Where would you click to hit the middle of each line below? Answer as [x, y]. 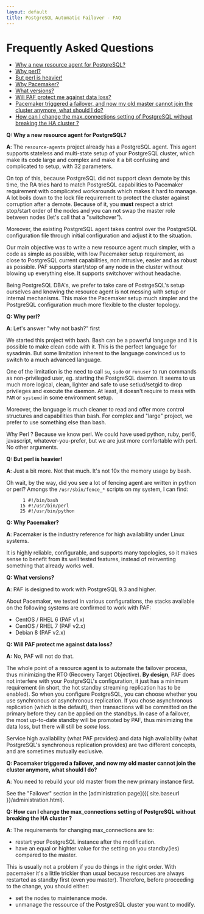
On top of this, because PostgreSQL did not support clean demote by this [98, 179]
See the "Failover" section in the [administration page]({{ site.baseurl [93, 794]
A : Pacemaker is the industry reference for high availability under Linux [95, 534]
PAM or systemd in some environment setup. [60, 397]
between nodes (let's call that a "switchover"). [65, 217]
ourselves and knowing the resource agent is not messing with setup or [96, 292]
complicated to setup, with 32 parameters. [60, 166]
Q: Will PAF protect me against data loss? [59, 644]
